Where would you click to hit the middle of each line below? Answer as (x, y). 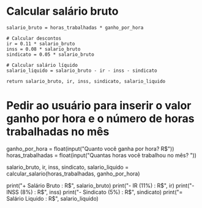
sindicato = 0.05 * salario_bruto (50, 54)
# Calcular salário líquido (42, 65)
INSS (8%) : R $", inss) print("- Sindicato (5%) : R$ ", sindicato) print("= (95, 192)
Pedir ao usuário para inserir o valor (99, 106)
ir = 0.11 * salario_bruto (41, 44)
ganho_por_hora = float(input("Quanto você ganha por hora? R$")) (90, 148)
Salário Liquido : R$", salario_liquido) (53, 198)
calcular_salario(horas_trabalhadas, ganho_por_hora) (73, 174)
